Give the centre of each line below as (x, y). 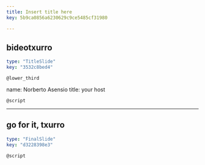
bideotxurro (30, 47)
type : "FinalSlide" (31, 139)
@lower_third (23, 79)
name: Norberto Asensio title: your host (56, 90)
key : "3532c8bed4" (30, 68)
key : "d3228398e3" (30, 145)
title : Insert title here (39, 12)
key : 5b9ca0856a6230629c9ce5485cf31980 (57, 18)
